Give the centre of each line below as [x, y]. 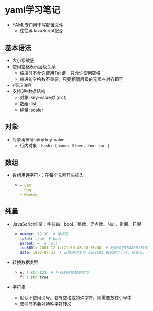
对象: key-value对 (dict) [43, 97]
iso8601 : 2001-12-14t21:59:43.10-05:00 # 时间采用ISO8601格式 [83, 248]
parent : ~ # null [38, 243]
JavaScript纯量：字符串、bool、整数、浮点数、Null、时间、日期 [77, 224]
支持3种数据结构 [29, 91]
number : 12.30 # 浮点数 [44, 234]
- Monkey [29, 195]
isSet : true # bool [41, 239]
